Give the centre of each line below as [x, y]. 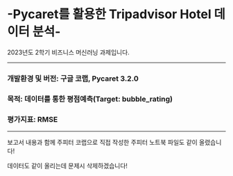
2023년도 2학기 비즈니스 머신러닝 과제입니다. [68, 52]
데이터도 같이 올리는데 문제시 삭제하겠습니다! [68, 166]
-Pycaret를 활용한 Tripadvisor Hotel [109, 14]
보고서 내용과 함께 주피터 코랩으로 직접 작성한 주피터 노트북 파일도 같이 [102, 143]
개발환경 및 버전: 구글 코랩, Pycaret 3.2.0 [73, 79]
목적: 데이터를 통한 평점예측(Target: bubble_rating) [90, 99]
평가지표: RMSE [33, 119]
